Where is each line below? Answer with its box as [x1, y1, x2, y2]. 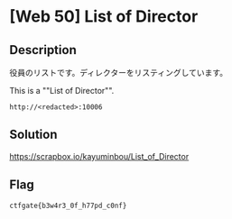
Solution [9, 127, 58, 142]
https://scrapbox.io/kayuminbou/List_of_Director [9, 151, 190, 161]
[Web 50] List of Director [9, 6, 199, 27]
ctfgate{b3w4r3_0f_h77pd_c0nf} [9, 201, 127, 210]
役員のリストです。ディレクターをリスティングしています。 [9, 68, 228, 78]
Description [9, 42, 77, 58]
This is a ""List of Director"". [9, 86, 115, 96]
